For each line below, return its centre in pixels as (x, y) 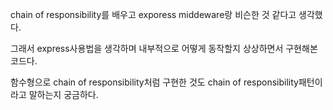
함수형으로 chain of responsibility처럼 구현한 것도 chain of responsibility (154, 82)
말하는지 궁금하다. (63, 94)
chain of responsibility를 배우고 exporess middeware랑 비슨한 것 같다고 (153, 14)
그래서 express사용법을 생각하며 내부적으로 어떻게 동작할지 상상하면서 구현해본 (164, 48)
